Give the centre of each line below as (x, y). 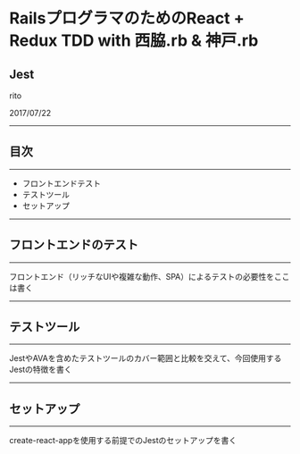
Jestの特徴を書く (41, 370)
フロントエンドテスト (61, 183)
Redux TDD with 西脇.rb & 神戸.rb (134, 41)
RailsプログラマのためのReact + (127, 18)
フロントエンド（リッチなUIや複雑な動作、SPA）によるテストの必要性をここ (150, 276)
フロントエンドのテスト (74, 245)
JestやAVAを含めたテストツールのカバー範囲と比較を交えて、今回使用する (146, 358)
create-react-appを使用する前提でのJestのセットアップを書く (123, 441)
